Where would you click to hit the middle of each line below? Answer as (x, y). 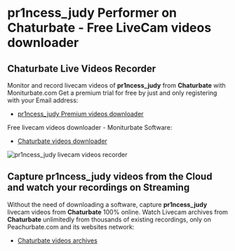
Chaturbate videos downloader (62, 141)
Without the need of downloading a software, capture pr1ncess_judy (107, 204)
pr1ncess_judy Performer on (92, 13)
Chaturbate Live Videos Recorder (82, 68)
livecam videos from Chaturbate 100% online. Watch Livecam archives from (117, 212)
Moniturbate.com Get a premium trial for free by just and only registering (112, 93)
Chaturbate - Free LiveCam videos (109, 28)
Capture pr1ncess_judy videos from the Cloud (110, 177)
